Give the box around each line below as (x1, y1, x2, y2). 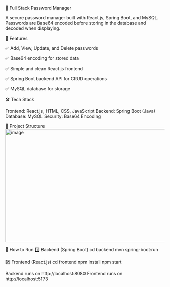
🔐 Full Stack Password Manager (5, 5, 72, 11)
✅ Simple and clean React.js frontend (5, 66, 83, 71)
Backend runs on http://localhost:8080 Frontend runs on (5, 271, 123, 276)
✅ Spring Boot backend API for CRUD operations (5, 76, 107, 81)
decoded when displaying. (5, 25, 61, 31)
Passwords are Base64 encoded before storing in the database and (5, 20, 146, 26)
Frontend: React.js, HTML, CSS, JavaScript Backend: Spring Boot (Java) (5, 108, 156, 114)
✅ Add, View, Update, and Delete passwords (5, 45, 98, 51)
